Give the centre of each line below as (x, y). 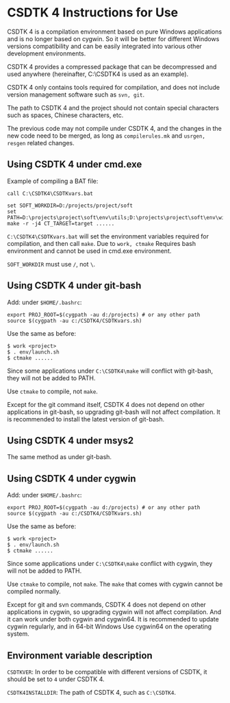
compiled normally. (34, 591)
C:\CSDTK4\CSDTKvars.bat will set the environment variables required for (108, 236)
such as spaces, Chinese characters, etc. (65, 115)
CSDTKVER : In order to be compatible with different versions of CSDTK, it (107, 672)
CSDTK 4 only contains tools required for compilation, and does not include (114, 87)
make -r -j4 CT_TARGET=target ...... (61, 223)
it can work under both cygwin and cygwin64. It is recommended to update (113, 619)
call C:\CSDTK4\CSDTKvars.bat (50, 193)
